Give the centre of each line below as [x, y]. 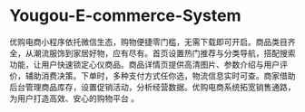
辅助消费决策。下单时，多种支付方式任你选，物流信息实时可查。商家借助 [160, 75]
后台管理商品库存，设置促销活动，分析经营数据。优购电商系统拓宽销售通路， [152, 87]
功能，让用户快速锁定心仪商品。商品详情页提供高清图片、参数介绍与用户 [144, 64]
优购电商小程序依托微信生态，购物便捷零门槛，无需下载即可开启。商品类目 [148, 42]
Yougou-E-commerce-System [125, 16]
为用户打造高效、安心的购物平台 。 [74, 98]
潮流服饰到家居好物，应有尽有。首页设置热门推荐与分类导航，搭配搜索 [164, 53]
